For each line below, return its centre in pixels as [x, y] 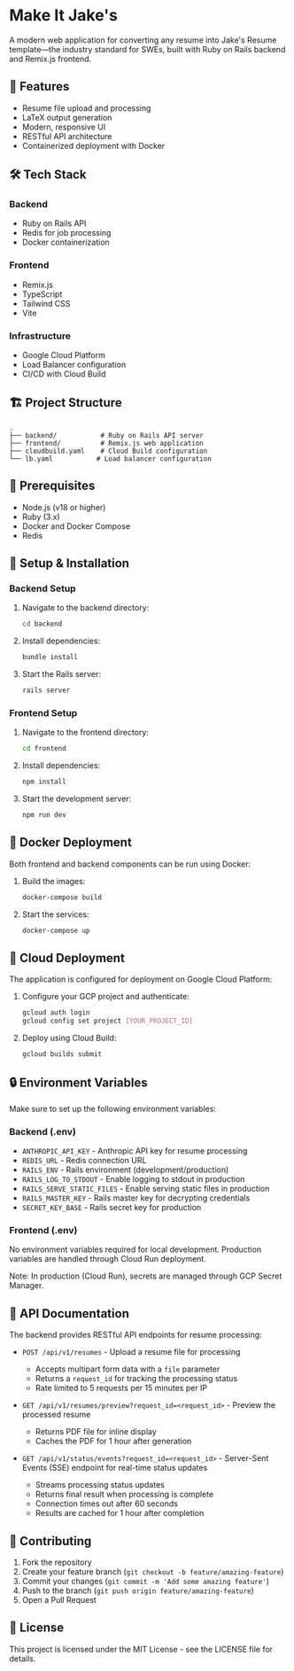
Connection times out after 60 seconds [107, 1504]
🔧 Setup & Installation [70, 563]
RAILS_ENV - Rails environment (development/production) [125, 1170]
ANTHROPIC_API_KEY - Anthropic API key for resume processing [135, 1151]
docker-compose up [56, 930]
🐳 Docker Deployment [71, 843]
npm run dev [44, 815]
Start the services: [56, 914]
